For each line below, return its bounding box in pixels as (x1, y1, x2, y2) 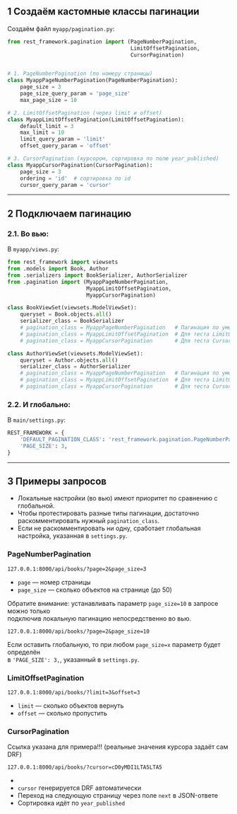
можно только (7, 607, 51, 615)
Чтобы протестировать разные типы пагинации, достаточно (17, 509, 200, 517)
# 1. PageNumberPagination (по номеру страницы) (7, 70, 153, 77)
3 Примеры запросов (7, 476, 107, 488)
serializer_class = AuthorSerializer (20, 363, 131, 370)
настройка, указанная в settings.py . (17, 532, 128, 540)
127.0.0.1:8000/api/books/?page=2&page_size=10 (7, 628, 150, 635)
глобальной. (17, 502, 55, 510)
